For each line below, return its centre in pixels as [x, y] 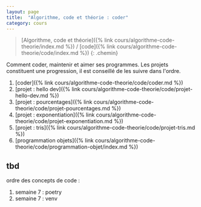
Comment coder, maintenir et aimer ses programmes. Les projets [87, 65]
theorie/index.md [42, 46]
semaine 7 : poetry [38, 192]
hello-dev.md [31, 96]
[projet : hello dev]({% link [48, 89]
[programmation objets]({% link [54, 141]
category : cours [27, 23]
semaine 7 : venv [36, 199]
